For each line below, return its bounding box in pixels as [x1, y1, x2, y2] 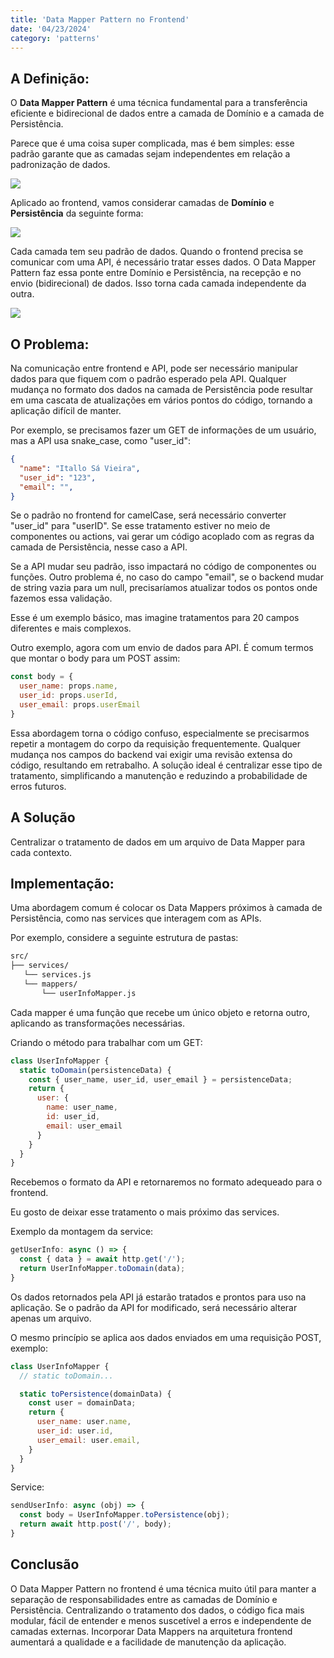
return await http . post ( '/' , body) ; [19, 1519, 172, 1530]
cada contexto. [10, 846, 73, 858]
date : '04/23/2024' [10, 24, 92, 34]
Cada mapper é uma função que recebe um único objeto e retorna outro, [10, 1006, 311, 1018]
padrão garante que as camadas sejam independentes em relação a [10, 148, 291, 160]
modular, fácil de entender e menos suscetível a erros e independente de [10, 1614, 312, 1626]
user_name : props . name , [19, 681, 118, 691]
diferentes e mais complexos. [10, 622, 132, 635]
